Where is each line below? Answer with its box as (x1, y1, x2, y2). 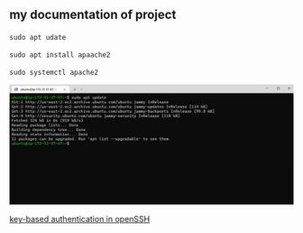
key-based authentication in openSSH (9, 214, 151, 225)
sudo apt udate (9, 33, 67, 42)
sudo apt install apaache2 (9, 50, 111, 60)
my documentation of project (9, 7, 177, 23)
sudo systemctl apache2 (9, 68, 99, 77)
